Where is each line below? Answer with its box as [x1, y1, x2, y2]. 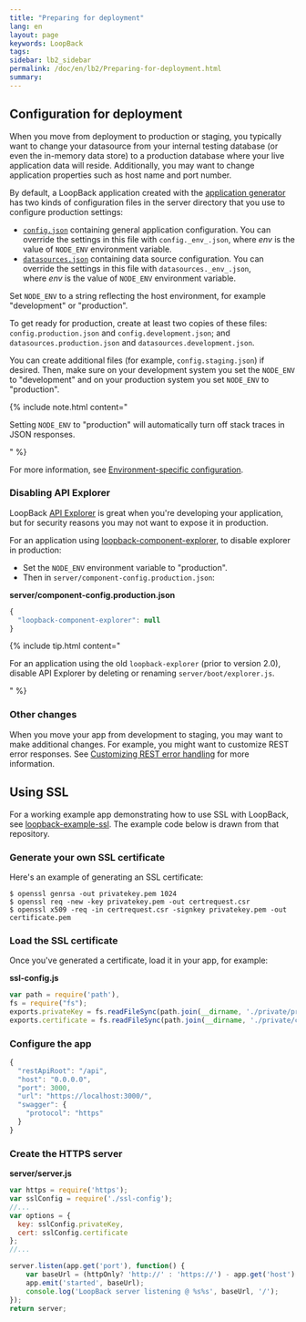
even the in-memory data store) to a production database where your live [9, 150, 285, 160]
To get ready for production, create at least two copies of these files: [9, 317, 268, 328]
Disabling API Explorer [9, 487, 111, 500]
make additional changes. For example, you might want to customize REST [9, 738, 290, 749]
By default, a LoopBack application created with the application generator [9, 187, 286, 198]
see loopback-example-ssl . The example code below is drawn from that [9, 818, 280, 830]
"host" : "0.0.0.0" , [17, 1075, 92, 1084]
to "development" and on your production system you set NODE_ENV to [9, 374, 270, 385]
